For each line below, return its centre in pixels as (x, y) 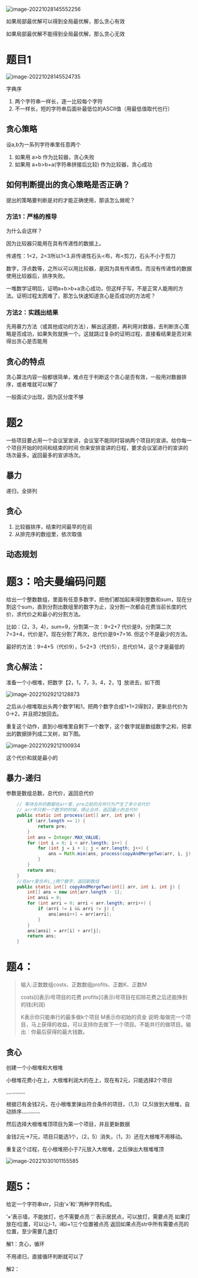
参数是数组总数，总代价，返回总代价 (50, 793)
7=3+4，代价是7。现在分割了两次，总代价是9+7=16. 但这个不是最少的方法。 (98, 634)
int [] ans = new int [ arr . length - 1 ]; (75, 892)
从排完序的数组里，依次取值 (48, 534)
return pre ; (52, 826)
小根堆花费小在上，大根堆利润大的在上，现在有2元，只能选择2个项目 (89, 1080)
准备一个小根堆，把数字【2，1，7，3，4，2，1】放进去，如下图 (83, 682)
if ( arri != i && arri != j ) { (76, 909)
